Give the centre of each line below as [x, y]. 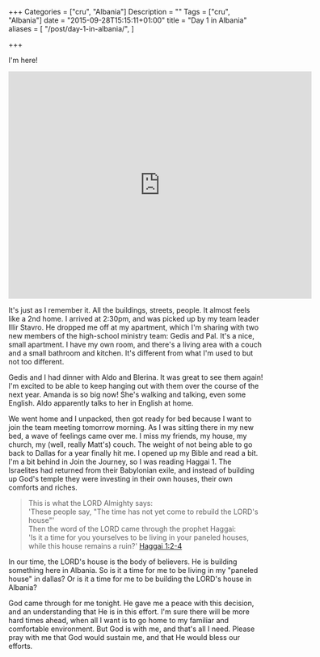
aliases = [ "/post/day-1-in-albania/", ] [72, 29]
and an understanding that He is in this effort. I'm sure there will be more [129, 612]
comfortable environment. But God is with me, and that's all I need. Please [132, 629]
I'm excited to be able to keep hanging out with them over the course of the [134, 386]
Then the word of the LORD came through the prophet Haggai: [132, 529]
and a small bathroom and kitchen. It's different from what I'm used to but [131, 353]
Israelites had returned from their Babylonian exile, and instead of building [131, 470]
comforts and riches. [43, 487]
